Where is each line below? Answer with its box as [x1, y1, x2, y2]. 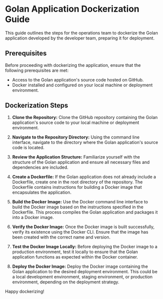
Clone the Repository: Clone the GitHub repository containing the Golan [12, 114, 158, 120]
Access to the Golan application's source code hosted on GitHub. [12, 77, 144, 82]
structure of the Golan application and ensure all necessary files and [12, 159, 150, 165]
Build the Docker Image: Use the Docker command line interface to [12, 199, 148, 204]
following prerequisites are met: [5, 67, 69, 73]
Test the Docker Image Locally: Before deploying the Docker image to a [12, 243, 158, 249]
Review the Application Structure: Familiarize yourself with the [12, 154, 140, 159]
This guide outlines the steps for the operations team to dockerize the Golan [5, 30, 158, 36]
